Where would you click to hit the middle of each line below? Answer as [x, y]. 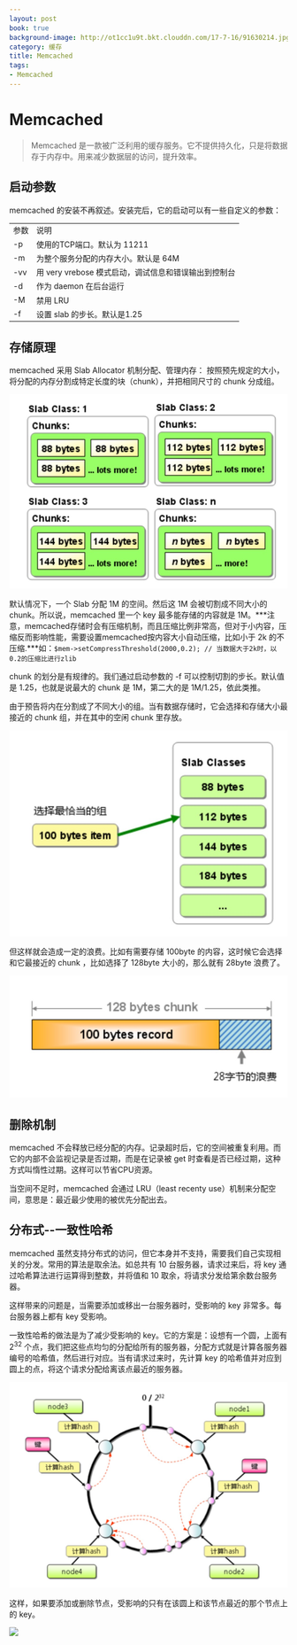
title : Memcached [41, 56]
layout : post [33, 19]
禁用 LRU [53, 300]
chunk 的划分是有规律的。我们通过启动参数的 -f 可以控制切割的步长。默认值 [147, 677]
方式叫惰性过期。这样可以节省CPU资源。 [83, 1170]
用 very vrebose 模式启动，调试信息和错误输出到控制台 [136, 272]
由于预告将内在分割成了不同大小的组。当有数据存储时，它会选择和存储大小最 [148, 706]
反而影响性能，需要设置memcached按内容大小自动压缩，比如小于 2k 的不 [150, 637]
